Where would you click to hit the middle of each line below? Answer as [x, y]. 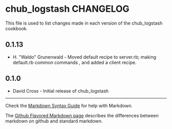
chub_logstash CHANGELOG [67, 9]
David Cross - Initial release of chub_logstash [61, 91]
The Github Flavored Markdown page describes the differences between [82, 115]
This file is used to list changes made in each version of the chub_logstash [84, 23]
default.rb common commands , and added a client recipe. [74, 62]
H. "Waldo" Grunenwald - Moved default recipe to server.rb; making [84, 57]
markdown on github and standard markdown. [54, 121]
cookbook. [17, 28]
